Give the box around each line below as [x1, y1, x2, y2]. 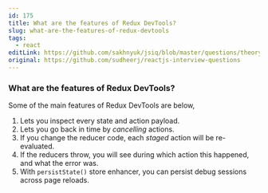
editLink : [8, 49, 41, 57]
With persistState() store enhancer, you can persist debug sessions [19, 167, 247, 176]
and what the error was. [19, 159, 99, 168]
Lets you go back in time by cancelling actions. [19, 124, 175, 134]
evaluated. [19, 141, 55, 152]
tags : [8, 33, 26, 42]
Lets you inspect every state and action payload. [19, 116, 180, 126]
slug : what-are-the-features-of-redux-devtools [8, 26, 170, 34]
